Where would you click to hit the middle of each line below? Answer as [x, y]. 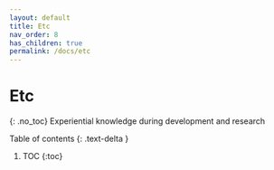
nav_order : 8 [34, 34]
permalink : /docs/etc [50, 52]
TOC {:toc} [43, 156]
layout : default [40, 18]
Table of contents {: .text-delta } [69, 139]
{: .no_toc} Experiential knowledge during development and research [137, 121]
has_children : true [46, 43]
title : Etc [30, 26]
